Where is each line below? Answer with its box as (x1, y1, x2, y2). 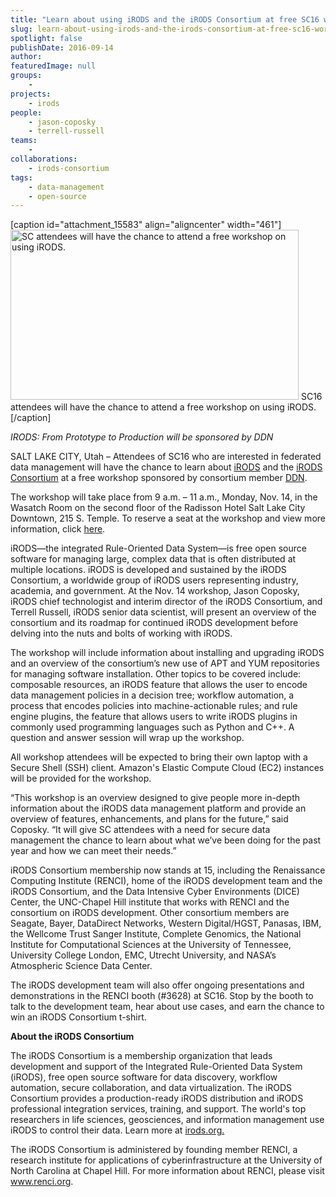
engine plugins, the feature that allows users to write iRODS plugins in (10, 711, 298, 723)
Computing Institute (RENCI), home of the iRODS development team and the (10, 875, 323, 887)
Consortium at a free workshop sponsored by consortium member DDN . (10, 472, 308, 484)
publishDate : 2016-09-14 (10, 42, 114, 53)
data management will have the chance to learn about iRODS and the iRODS (10, 461, 323, 473)
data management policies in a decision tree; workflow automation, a (10, 689, 295, 701)
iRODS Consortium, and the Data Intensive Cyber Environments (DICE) (10, 886, 300, 898)
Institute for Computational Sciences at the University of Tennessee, (10, 939, 292, 951)
